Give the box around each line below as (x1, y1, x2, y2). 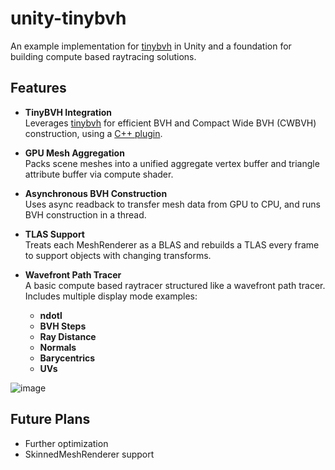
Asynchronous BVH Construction (24, 187, 168, 199)
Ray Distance (39, 330, 97, 342)
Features (10, 80, 67, 97)
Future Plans (10, 411, 91, 428)
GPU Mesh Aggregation (24, 147, 125, 159)
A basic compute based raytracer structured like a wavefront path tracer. (24, 279, 326, 291)
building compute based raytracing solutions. (10, 50, 197, 62)
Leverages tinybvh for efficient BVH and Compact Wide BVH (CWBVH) (24, 117, 317, 129)
